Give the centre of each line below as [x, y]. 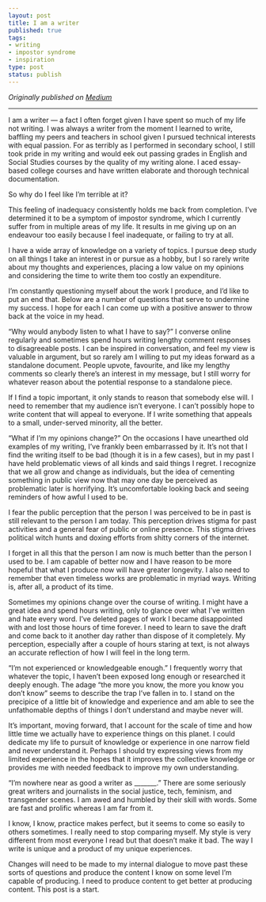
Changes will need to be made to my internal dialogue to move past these [128, 864]
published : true [35, 30]
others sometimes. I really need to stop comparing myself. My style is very [130, 831]
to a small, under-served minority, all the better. [85, 422]
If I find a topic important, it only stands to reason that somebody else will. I [131, 397]
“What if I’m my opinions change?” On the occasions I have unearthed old [129, 438]
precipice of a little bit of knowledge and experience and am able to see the [131, 701]
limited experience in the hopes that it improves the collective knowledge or [131, 759]
